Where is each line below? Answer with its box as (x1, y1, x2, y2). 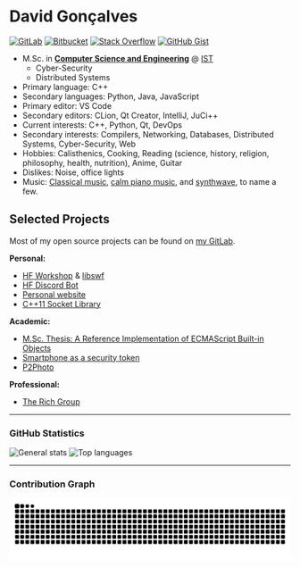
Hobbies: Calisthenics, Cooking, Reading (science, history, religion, (21, 147, 270, 158)
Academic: (9, 315, 51, 327)
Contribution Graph (9, 478, 96, 490)
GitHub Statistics (9, 427, 85, 439)
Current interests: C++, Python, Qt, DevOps (21, 119, 183, 130)
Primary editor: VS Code (21, 100, 112, 111)
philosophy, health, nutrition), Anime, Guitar (21, 157, 183, 168)
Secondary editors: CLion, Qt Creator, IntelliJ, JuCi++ (21, 110, 219, 121)
